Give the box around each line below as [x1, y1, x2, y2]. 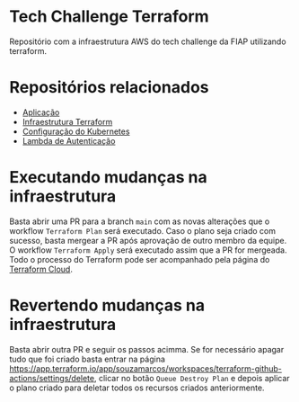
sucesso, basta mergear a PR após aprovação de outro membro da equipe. [9, 235, 287, 246]
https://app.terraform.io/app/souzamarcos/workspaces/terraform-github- [9, 362, 283, 374]
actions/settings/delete [9, 372, 95, 383]
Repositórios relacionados [9, 77, 209, 98]
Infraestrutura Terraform [22, 116, 113, 127]
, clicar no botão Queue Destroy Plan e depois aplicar [93, 372, 290, 383]
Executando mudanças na [9, 167, 208, 188]
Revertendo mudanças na [9, 295, 206, 316]
